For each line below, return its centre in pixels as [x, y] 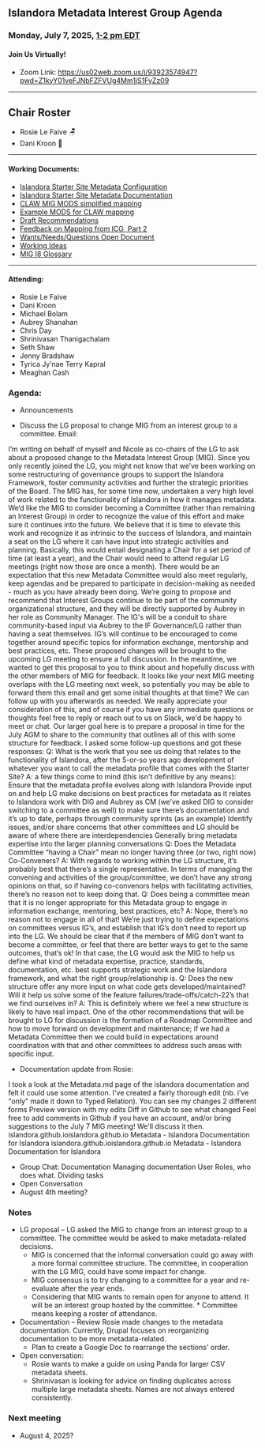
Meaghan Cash [44, 372]
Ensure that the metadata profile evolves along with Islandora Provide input [130, 785]
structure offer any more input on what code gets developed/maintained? [127, 986]
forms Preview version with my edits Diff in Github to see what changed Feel [132, 1110]
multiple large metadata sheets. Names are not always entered [133, 1390]
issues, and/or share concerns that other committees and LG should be [124, 827]
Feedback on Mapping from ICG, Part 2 [83, 228]
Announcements [46, 410]
